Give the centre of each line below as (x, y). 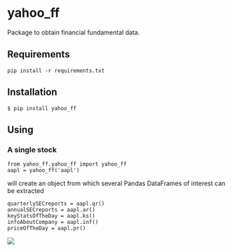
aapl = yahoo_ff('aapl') (43, 171)
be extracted (26, 191)
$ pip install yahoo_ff (42, 108)
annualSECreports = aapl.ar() (52, 210)
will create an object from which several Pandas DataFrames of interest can (116, 183)
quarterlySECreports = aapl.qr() (56, 204)
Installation (32, 92)
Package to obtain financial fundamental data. (74, 32)
